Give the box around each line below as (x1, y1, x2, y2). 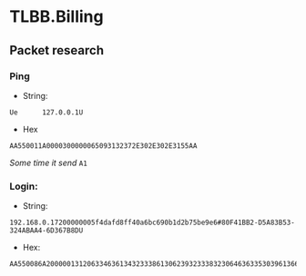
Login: (9, 180, 38, 192)
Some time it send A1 (9, 157, 88, 168)
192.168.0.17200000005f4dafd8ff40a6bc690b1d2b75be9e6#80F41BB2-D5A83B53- (9, 218, 296, 228)
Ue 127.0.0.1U (9, 107, 84, 117)
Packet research (9, 43, 105, 58)
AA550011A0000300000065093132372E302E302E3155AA (9, 141, 198, 151)
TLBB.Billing (9, 6, 104, 27)
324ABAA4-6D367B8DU (9, 226, 84, 235)
